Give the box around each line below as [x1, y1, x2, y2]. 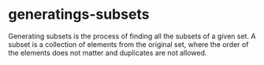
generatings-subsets [8, 5, 150, 23]
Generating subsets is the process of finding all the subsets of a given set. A [8, 31, 256, 41]
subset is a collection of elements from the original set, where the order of [8, 39, 249, 49]
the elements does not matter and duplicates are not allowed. [8, 48, 207, 57]
